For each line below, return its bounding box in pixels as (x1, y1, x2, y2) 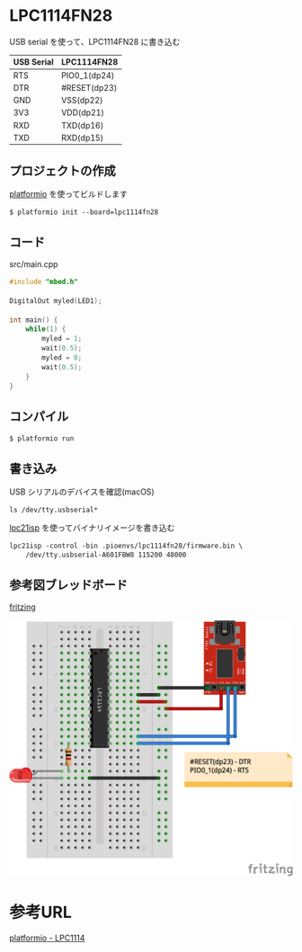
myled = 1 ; (41, 334, 83, 343)
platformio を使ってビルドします (9, 189, 129, 200)
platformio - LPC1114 (9, 932, 85, 943)
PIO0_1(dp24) (61, 69, 115, 81)
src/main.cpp (9, 259, 58, 270)
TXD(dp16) (61, 120, 104, 130)
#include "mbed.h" (9, 278, 78, 287)
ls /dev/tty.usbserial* (9, 505, 99, 515)
